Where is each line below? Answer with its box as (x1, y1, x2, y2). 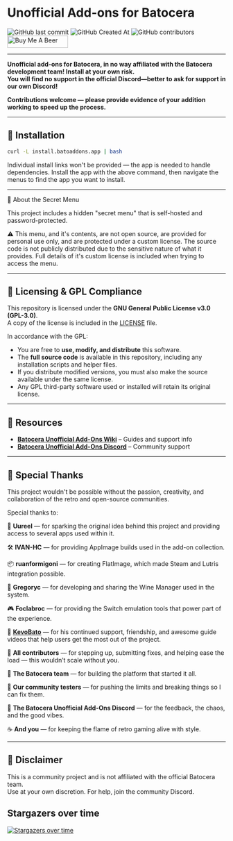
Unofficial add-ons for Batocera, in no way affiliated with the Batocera (7, 60, 213, 68)
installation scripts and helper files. (17, 360, 118, 369)
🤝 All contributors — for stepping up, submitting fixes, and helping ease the (7, 649, 225, 657)
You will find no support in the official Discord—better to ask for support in (7, 74, 226, 83)
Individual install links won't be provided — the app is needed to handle (7, 160, 211, 169)
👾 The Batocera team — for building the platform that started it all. (7, 669, 197, 678)
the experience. (7, 615, 52, 623)
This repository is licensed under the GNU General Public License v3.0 (7, 304, 212, 313)
